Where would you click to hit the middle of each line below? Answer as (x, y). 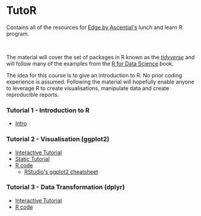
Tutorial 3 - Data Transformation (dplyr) (66, 187)
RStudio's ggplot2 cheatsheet (61, 172)
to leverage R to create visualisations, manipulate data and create (88, 88)
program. (18, 33)
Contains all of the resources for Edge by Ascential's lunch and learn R (94, 27)
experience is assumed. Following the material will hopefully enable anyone (100, 82)
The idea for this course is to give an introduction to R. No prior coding (94, 75)
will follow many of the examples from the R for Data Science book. (90, 64)
